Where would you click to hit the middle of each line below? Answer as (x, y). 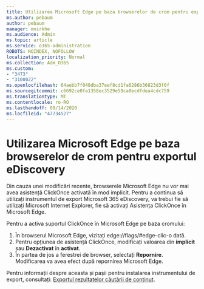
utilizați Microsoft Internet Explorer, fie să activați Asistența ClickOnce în (96, 206)
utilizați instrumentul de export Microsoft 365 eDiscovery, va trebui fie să (97, 199)
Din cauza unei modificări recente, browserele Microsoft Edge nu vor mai (98, 186)
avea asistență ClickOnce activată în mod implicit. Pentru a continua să (95, 192)
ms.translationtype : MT (36, 97)
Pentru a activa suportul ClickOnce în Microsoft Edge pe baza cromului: (96, 224)
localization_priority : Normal (46, 57)
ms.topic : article (29, 40)
